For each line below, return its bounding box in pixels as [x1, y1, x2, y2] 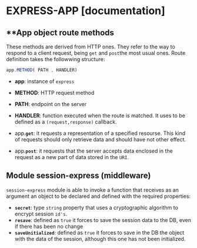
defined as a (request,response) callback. [14, 118, 117, 125]
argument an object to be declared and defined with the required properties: [6, 193, 191, 200]
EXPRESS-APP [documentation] [6, 4, 166, 18]
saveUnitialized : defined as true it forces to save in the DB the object [14, 229, 185, 236]
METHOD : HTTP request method [14, 89, 95, 96]
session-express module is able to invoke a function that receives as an [6, 186, 179, 193]
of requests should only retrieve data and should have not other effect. [14, 135, 186, 143]
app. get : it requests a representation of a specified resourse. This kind [14, 130, 186, 137]
